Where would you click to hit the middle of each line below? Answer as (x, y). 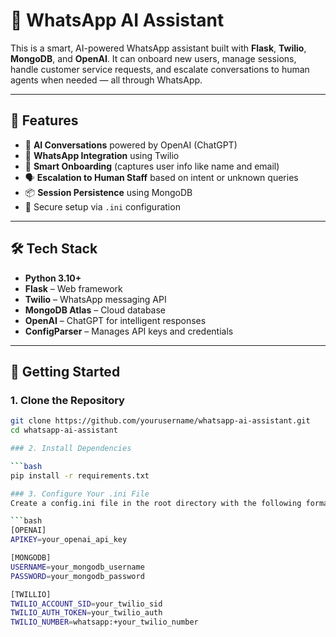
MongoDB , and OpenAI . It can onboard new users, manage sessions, (153, 58)
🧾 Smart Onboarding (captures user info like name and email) (152, 166)
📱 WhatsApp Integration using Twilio (102, 155)
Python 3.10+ (53, 278)
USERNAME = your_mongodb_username (77, 567)
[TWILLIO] (31, 594)
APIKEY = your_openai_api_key (69, 540)
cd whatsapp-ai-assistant (64, 430)
